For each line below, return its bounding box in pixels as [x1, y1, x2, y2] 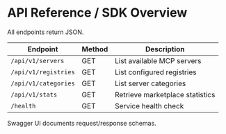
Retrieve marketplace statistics [114, 90, 216, 99]
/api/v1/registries [10, 68, 75, 76]
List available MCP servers [114, 56, 202, 65]
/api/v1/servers [10, 57, 65, 65]
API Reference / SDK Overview [7, 5, 188, 21]
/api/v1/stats [10, 90, 58, 99]
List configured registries [114, 67, 197, 77]
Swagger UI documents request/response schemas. [7, 119, 156, 127]
